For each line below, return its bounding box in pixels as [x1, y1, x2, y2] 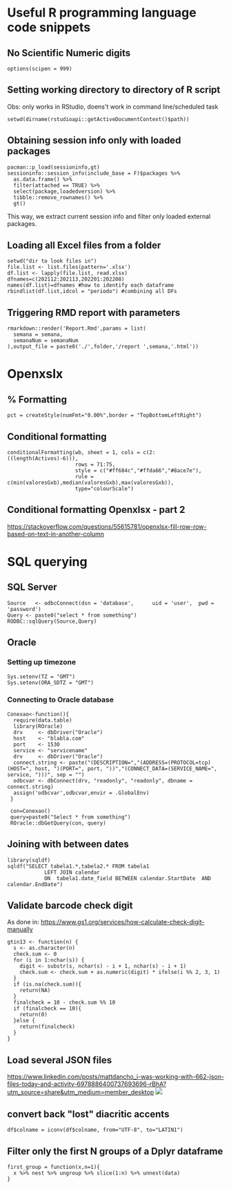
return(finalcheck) [19, 1023, 76, 1031]
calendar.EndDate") [7, 881, 63, 888]
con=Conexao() [10, 807, 51, 814]
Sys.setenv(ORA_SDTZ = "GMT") [7, 679, 94, 686]
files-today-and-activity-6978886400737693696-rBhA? [7, 1080, 167, 1088]
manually [7, 925, 33, 934]
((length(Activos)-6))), [7, 455, 79, 462]
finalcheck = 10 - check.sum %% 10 [13, 999, 116, 1007]
